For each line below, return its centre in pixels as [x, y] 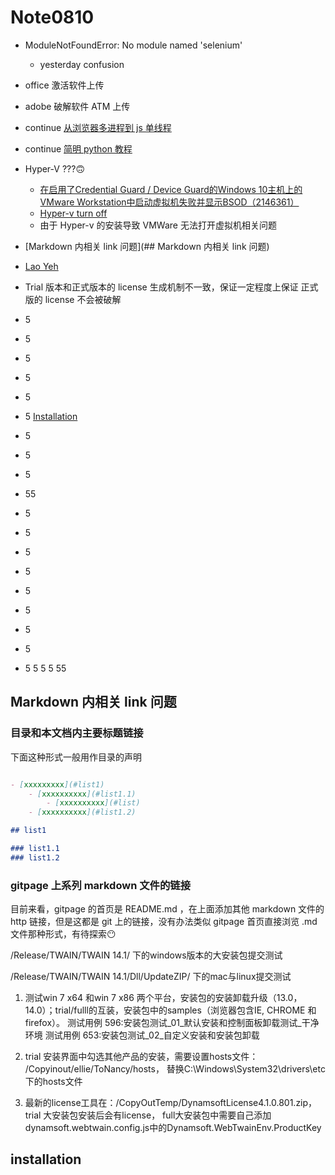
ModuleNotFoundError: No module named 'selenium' [133, 45]
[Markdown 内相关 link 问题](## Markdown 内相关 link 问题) [147, 246]
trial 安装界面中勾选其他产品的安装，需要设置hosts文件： [141, 1057]
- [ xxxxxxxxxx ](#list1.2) [82, 812]
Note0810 [52, 17]
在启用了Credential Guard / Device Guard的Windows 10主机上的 [171, 189]
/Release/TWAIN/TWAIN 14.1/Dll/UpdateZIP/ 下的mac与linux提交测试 [151, 977]
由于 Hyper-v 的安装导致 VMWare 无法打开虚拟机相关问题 [158, 225]
